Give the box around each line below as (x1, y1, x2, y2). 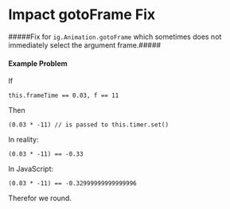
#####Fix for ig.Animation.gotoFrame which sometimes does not (8, 32, 222, 41)
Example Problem (8, 58, 68, 68)
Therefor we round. (8, 193, 72, 203)
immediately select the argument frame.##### (8, 40, 162, 49)
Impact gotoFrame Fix (8, 6, 156, 24)
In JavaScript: (8, 164, 54, 174)
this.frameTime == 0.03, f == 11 (8, 91, 119, 100)
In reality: (8, 135, 39, 145)
